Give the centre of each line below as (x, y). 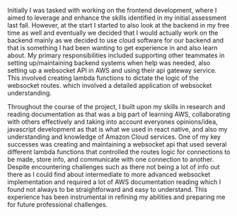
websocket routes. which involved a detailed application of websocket (110, 85)
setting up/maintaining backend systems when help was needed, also (109, 63)
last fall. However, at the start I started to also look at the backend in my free (118, 25)
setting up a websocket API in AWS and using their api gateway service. (112, 70)
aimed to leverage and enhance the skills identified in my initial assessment (117, 18)
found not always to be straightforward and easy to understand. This (107, 189)
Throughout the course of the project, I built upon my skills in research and (116, 107)
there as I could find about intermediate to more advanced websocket (109, 174)
